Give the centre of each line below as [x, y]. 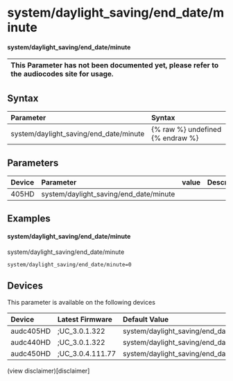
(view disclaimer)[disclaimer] [49, 371]
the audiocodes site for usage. [62, 74]
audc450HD [31, 354]
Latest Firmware [85, 319]
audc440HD [31, 343]
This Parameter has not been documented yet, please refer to [115, 65]
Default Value [145, 319]
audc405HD [31, 331]
